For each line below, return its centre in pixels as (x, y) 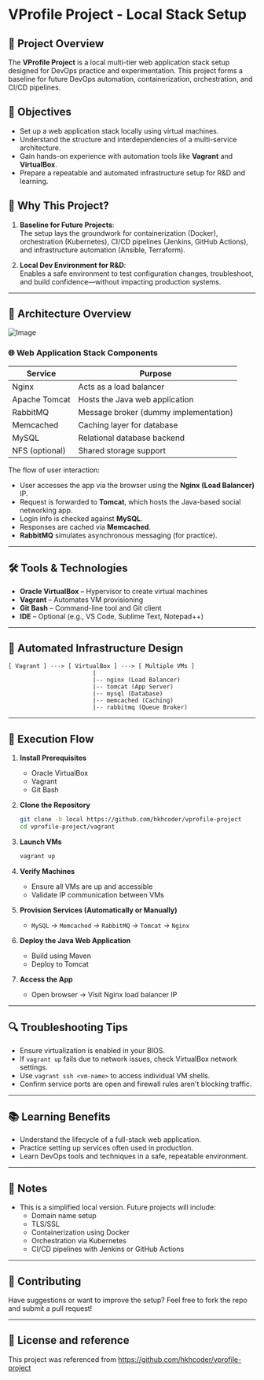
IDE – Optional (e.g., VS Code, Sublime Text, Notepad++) (112, 616)
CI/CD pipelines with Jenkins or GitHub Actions (108, 1249)
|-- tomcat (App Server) (133, 687)
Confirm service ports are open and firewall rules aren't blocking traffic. (136, 1084)
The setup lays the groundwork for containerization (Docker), (119, 233)
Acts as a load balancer (121, 387)
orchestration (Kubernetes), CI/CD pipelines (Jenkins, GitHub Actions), (134, 241)
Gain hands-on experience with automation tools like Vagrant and (126, 156)
